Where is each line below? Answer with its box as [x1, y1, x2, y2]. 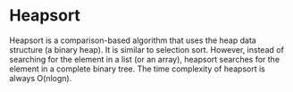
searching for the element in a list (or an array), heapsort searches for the [9, 54, 280, 64]
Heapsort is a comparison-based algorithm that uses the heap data [9, 35, 256, 46]
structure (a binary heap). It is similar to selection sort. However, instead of [9, 44, 284, 54]
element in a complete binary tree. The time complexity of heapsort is [9, 63, 265, 74]
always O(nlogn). [9, 72, 72, 83]
